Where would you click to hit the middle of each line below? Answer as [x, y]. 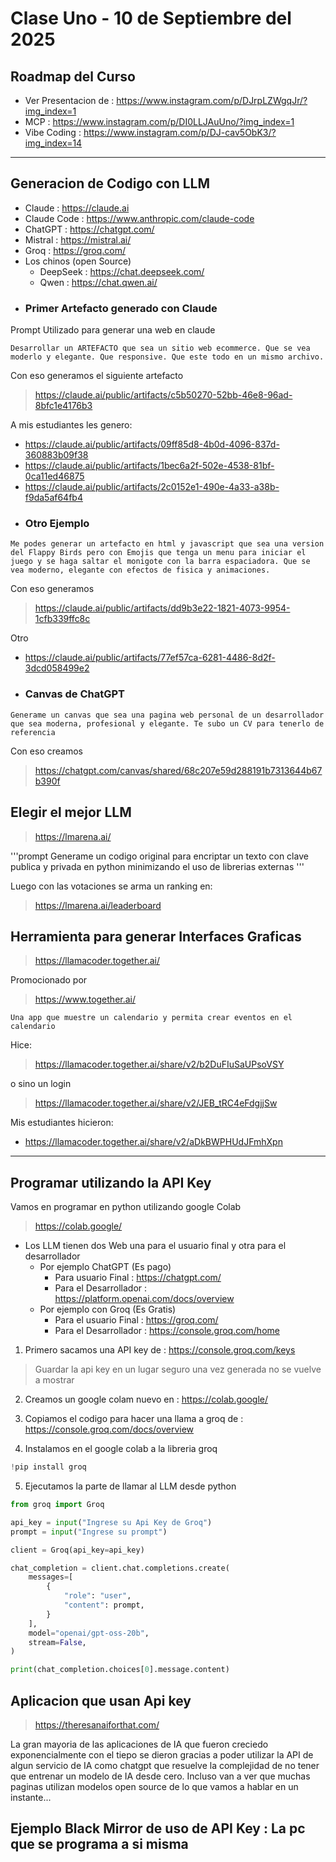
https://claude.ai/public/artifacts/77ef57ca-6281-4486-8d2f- [150, 658]
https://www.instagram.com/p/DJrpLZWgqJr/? [212, 100]
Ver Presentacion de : [69, 100]
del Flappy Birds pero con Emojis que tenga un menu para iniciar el [158, 553]
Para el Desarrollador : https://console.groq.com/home [167, 1331]
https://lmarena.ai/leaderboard [98, 905]
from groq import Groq [57, 1505]
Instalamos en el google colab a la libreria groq [121, 1449]
